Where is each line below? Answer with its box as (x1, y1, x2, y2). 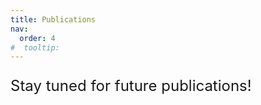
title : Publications (10, 14, 97, 25)
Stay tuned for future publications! (10, 76, 252, 96)
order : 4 (19, 33, 56, 43)
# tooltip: (10, 42, 60, 53)
